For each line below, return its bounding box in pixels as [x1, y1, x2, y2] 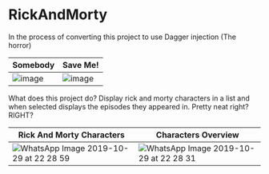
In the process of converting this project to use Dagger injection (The [8, 32, 236, 42]
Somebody [12, 59, 55, 70]
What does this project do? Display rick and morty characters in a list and [8, 93, 251, 103]
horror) [8, 40, 32, 49]
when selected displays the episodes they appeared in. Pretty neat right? [8, 101, 250, 111]
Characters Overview [155, 129, 239, 140]
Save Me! [62, 59, 99, 70]
